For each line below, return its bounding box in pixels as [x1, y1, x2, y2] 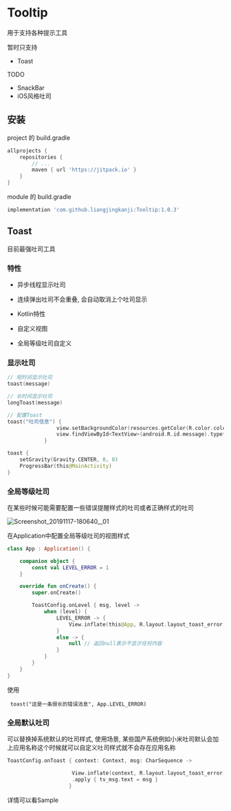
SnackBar [16, 83, 45, 92]
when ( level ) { [43, 608, 88, 615]
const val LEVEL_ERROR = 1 [32, 564, 109, 571]
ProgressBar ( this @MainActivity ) [19, 462, 112, 469]
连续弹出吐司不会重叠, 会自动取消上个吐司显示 [16, 295, 148, 303]
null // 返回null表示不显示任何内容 [68, 640, 162, 647]
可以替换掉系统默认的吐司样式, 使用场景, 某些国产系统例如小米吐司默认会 [7, 735, 213, 743]
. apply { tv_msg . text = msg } [71, 776, 158, 783]
